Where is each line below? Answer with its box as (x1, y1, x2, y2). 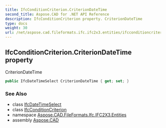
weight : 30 (5, 26, 28, 31)
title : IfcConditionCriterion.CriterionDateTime (5, 7, 107, 12)
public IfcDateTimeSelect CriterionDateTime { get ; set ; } (5, 78, 129, 84)
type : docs (5, 21, 28, 26)
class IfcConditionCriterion (12, 106, 67, 112)
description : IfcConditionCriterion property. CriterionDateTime (5, 16, 142, 21)
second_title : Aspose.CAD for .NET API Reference (5, 12, 110, 17)
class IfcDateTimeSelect (12, 101, 62, 107)
